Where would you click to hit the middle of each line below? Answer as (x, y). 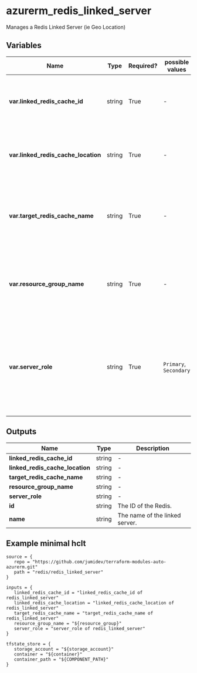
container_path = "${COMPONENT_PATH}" (61, 660)
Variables (24, 45)
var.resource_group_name (47, 284)
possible (177, 62)
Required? (143, 66)
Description (153, 448)
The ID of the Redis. (145, 506)
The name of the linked (149, 515)
